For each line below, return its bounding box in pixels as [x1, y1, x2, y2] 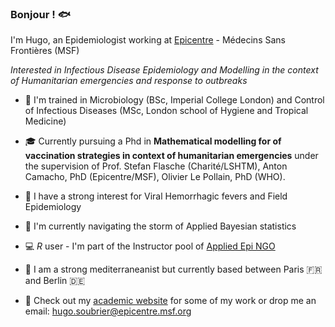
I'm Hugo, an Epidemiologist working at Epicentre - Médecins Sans [10, 34, 286, 46]
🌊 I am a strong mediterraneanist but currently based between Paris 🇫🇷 [24, 263, 323, 276]
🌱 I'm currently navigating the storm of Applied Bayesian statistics [24, 220, 297, 232]
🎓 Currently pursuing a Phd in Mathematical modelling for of [24, 135, 282, 147]
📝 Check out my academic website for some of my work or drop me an [24, 295, 317, 307]
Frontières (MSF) [10, 45, 80, 57]
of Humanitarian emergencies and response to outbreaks [10, 75, 248, 87]
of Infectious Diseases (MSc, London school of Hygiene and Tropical [24, 105, 309, 117]
